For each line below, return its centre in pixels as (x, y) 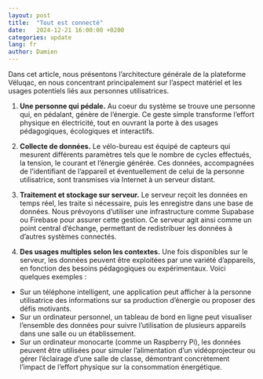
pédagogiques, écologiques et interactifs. (87, 131)
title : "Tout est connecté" (56, 23)
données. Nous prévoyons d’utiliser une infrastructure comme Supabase (137, 211)
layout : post (29, 15)
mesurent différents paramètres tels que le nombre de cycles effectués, (135, 155)
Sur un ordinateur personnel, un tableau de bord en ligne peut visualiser (136, 317)
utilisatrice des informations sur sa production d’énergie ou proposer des (137, 300)
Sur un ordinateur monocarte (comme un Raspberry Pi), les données (130, 342)
